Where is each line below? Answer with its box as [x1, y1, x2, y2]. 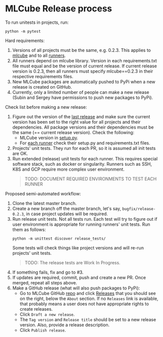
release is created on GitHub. [12, 84, 72, 90]
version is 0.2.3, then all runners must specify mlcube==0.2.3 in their [12, 68, 154, 74]
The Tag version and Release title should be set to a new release [19, 316, 156, 322]
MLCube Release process [5, 3, 112, 14]
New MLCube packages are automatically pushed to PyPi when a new [12, 79, 156, 85]
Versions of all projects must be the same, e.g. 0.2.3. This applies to [12, 47, 151, 53]
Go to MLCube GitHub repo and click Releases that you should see [19, 290, 156, 296]
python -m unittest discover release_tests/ [12, 236, 106, 241]
